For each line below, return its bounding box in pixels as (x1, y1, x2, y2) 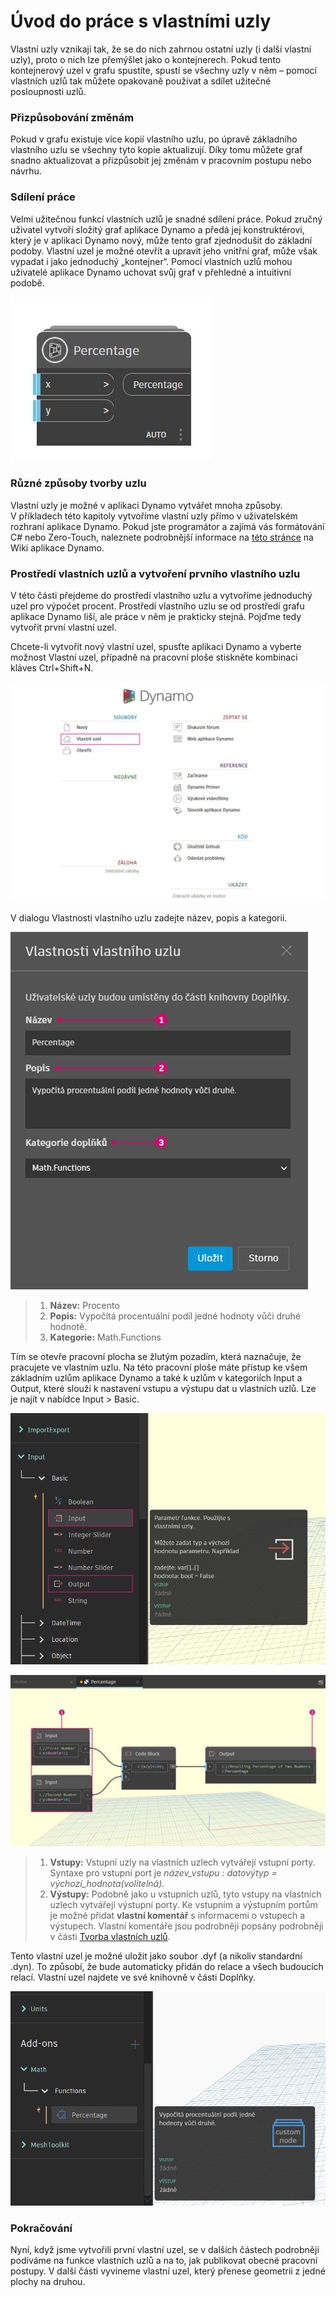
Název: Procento (49, 1299, 120, 1311)
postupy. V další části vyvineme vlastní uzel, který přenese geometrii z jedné (10, 2265, 326, 2277)
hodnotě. (49, 1320, 88, 1332)
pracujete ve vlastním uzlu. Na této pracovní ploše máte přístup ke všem (10, 1361, 308, 1373)
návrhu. (10, 165, 42, 177)
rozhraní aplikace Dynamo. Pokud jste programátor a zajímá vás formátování (10, 520, 325, 532)
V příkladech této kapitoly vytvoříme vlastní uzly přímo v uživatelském (10, 510, 298, 522)
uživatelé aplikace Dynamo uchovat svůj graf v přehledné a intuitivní (10, 266, 292, 278)
